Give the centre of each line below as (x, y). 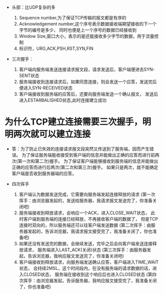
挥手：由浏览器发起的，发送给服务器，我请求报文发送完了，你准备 (86, 200)
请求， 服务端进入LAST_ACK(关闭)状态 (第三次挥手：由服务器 (85, 250)
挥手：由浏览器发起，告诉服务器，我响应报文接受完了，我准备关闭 (90, 280)
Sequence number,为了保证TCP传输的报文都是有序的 (72, 18)
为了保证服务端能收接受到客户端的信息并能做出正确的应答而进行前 (88, 155)
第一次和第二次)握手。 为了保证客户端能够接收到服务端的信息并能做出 (88, 161)
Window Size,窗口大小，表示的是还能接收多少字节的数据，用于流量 (87, 36)
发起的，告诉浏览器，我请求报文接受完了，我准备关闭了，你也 (90, 231)
